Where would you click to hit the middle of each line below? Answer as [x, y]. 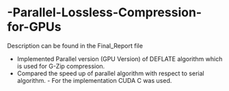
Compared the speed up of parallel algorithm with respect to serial [110, 73]
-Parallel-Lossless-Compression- [105, 13]
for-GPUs [34, 27]
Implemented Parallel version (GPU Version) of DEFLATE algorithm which [120, 58]
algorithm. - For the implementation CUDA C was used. [94, 80]
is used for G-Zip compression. [61, 66]
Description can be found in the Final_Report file [75, 45]
